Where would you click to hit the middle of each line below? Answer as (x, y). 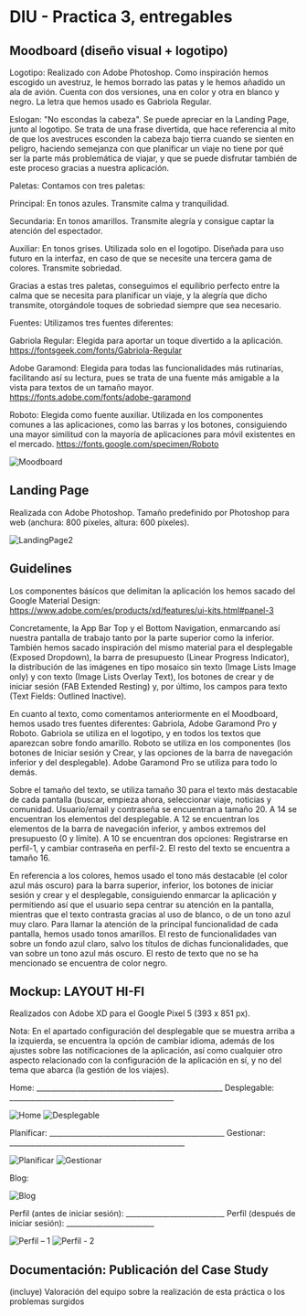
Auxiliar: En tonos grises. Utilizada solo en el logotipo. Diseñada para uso (147, 248)
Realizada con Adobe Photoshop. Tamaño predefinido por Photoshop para (149, 512)
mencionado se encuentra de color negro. (89, 963)
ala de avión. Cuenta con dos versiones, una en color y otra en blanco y (145, 92)
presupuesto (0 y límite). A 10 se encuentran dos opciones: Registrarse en (148, 838)
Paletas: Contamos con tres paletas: (78, 186)
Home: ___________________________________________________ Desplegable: (142, 1088)
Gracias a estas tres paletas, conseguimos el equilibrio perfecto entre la (145, 286)
